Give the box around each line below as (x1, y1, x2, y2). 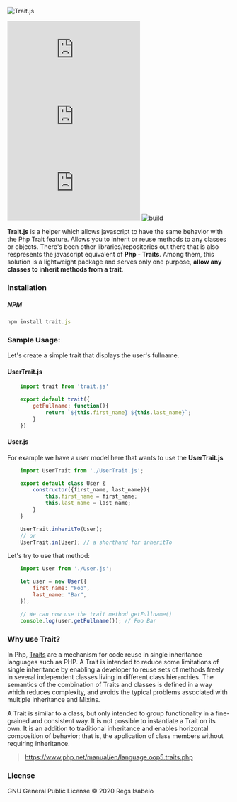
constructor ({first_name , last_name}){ (33, 486, 151, 494)
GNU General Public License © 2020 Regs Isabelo (7, 787, 154, 796)
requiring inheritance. (7, 739, 70, 747)
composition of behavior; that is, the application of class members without (7, 731, 224, 740)
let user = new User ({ (20, 578, 87, 585)
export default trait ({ (20, 396, 91, 403)
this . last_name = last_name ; (45, 500, 132, 507)
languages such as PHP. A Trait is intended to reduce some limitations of (7, 657, 219, 666)
